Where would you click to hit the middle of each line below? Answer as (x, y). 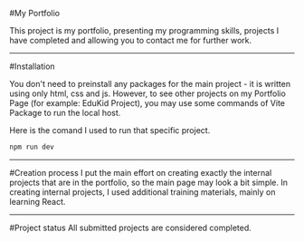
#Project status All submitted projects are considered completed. (130, 227)
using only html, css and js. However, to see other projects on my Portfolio (148, 93)
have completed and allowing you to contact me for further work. (130, 40)
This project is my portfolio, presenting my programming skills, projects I (144, 30)
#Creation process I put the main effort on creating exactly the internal (141, 172)
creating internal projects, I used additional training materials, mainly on (142, 192)
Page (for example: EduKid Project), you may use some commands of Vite (147, 103)
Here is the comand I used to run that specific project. (110, 130)
